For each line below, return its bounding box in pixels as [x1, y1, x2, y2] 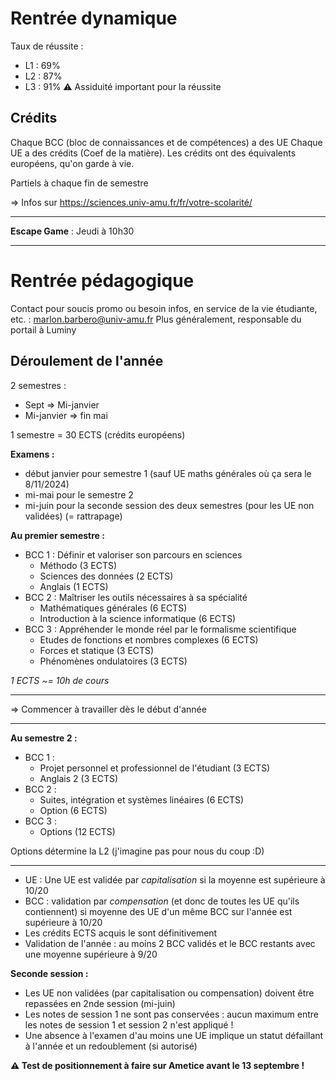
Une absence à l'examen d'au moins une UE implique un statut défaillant [24, 1029, 324, 1041]
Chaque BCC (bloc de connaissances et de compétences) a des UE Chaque [10, 136, 323, 148]
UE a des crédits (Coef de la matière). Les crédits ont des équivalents [10, 147, 297, 159]
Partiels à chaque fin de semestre [10, 177, 149, 189]
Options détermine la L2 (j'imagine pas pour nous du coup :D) [10, 845, 265, 857]
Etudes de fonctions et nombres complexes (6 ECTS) [39, 633, 259, 646]
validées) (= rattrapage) [24, 510, 123, 522]
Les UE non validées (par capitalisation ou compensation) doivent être [24, 987, 315, 999]
